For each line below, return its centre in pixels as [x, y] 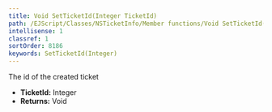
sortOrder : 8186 [36, 46]
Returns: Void [43, 101]
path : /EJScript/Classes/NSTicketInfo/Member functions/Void [114, 24]
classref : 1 [28, 39]
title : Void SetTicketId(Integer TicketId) [83, 16]
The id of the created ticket [54, 77]
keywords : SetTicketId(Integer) [63, 54]
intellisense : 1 [36, 31]
